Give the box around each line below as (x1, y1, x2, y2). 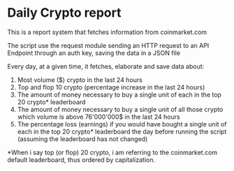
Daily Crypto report (7, 5, 122, 21)
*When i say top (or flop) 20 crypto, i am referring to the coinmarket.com (7, 148, 218, 156)
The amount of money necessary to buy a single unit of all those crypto (17, 105, 224, 113)
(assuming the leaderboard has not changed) (17, 134, 148, 143)
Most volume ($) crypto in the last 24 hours (17, 75, 143, 84)
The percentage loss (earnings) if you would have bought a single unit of (17, 120, 227, 128)
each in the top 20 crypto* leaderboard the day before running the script (17, 127, 227, 136)
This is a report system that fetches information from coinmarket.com (7, 28, 207, 36)
